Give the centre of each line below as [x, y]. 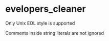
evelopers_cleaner [46, 9]
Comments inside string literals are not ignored [54, 33]
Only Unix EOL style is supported [40, 23]
